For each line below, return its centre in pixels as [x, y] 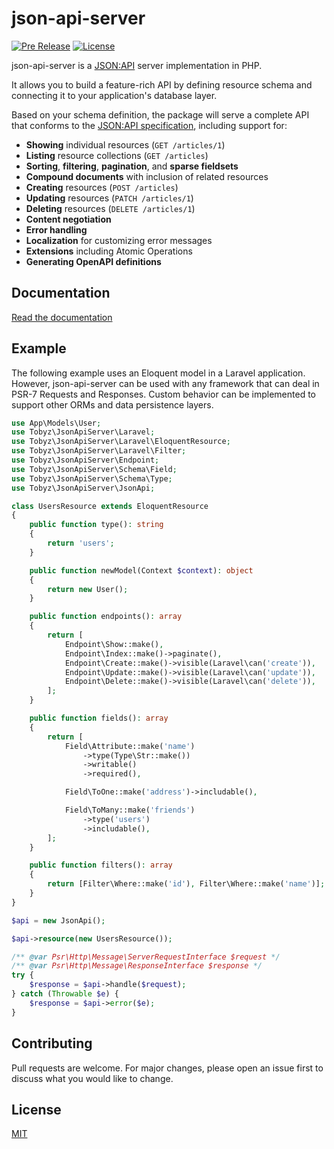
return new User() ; [88, 589]
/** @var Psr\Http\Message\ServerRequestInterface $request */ [146, 957]
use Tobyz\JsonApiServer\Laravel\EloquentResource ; [121, 442]
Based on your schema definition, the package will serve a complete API [160, 114]
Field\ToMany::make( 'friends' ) [130, 810]
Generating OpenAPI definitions [93, 261]
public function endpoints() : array [106, 617]
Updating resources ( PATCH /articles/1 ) [109, 198]
